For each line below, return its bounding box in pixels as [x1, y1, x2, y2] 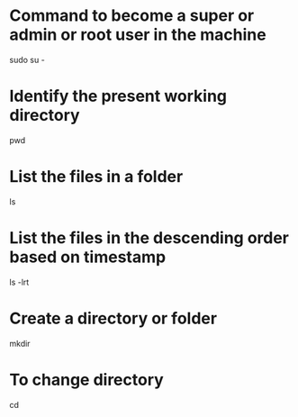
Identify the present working [9, 86, 228, 106]
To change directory [9, 369, 164, 390]
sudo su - [9, 54, 45, 65]
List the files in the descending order [9, 228, 290, 248]
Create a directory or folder [9, 308, 218, 329]
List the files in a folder [9, 167, 184, 187]
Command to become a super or [9, 5, 255, 26]
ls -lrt [9, 276, 30, 287]
